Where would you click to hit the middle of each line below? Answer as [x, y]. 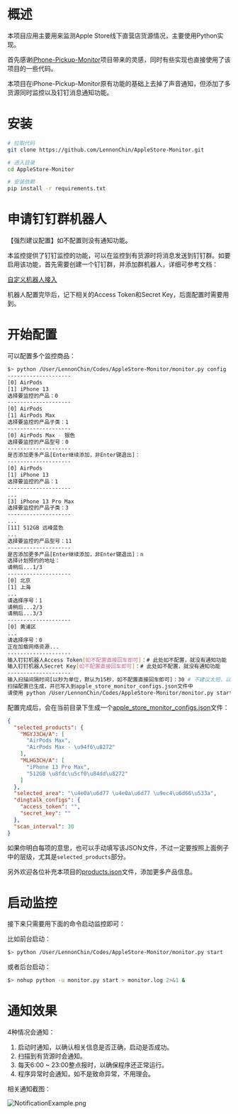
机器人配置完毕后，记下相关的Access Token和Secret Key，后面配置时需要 [115, 295]
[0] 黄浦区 [22, 627]
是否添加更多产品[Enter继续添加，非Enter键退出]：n [75, 554]
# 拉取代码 [21, 143]
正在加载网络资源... [33, 647]
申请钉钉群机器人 [57, 219]
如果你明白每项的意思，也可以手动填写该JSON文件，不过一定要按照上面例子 [118, 848]
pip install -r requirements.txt [57, 189]
